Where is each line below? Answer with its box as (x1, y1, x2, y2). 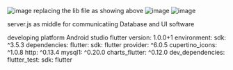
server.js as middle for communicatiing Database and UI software (7, 20, 195, 28)
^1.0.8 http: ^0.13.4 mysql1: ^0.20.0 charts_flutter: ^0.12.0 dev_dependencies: (7, 49, 225, 56)
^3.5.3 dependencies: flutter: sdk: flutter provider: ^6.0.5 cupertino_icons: (7, 41, 218, 49)
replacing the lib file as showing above (33, 7, 144, 15)
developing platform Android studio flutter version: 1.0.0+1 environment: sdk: (7, 33, 227, 42)
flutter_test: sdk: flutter (7, 55, 73, 64)
